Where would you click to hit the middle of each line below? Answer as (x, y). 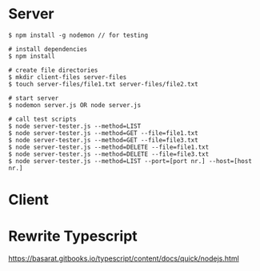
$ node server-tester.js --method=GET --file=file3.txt (103, 140)
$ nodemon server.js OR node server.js (75, 105)
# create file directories (53, 70)
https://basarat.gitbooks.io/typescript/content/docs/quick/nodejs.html (124, 259)
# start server (34, 98)
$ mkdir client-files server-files (68, 77)
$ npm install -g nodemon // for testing (78, 35)
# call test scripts (43, 119)
